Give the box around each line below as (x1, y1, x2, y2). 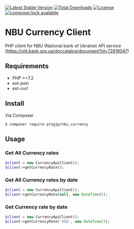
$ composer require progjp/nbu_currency (5, 122, 89, 126)
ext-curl (12, 85, 28, 91)
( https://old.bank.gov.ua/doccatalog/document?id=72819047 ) (5, 48, 129, 53)
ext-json (12, 80, 29, 86)
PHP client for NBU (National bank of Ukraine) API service (5, 43, 121, 49)
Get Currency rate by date (5, 203, 68, 210)
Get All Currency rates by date (5, 176, 78, 183)
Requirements (5, 62, 49, 70)
